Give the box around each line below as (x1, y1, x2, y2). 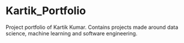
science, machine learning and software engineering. (5, 29, 138, 37)
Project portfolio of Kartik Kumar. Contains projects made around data (5, 24, 179, 31)
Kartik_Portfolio (5, 4, 87, 18)
